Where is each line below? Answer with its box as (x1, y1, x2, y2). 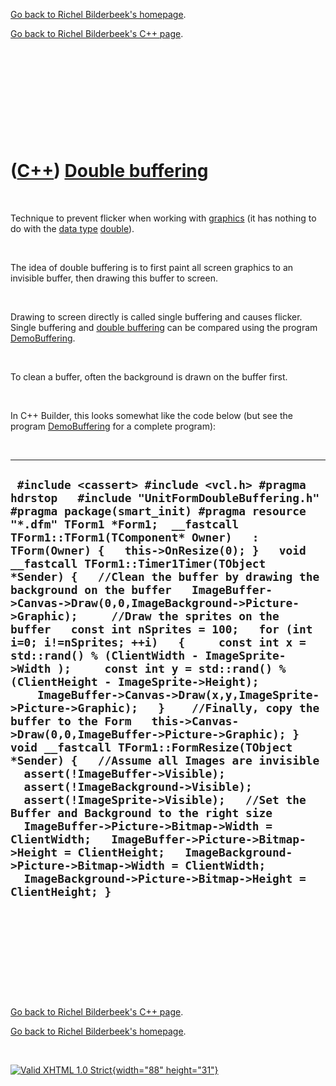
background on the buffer (10, 583, 172, 598)
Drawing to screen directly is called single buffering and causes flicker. (10, 310, 303, 323)
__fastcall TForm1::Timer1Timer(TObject (10, 557, 267, 571)
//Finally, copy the (191, 701, 320, 716)
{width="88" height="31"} (111, 1064, 219, 1076)
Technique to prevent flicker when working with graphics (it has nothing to (10, 212, 317, 224)
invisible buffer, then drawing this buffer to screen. (10, 272, 218, 284)
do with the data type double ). (10, 222, 135, 234)
